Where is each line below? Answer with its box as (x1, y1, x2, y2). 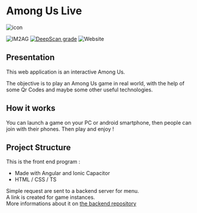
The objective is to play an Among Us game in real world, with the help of (6, 80, 185, 87)
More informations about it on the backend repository (6, 200, 137, 207)
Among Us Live (6, 4, 82, 18)
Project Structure (6, 142, 71, 152)
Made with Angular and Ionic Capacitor (14, 170, 111, 177)
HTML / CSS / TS (14, 176, 57, 183)
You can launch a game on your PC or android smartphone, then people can (6, 119, 192, 126)
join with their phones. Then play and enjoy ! (6, 125, 114, 132)
